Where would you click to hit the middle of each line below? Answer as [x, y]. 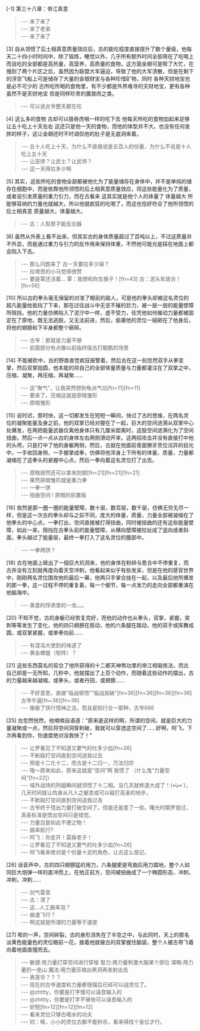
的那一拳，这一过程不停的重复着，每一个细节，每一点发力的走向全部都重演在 [100, 585]
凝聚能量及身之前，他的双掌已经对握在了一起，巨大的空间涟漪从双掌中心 [105, 423]
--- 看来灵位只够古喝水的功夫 [57, 1014]
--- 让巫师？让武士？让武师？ [57, 161]
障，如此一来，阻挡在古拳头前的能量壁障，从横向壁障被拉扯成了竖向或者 [95, 530]
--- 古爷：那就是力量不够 [51, 340]
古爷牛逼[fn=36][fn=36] [50, 700]
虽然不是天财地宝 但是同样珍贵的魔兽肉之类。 [62, 93]
